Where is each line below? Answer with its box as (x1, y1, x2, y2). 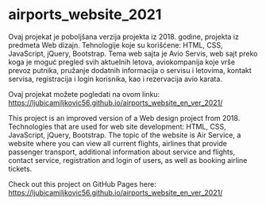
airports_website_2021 (8, 6, 162, 24)
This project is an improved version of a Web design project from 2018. (8, 113, 241, 122)
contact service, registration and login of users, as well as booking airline (8, 155, 248, 164)
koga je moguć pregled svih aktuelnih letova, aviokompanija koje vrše (8, 57, 236, 67)
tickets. (8, 164, 33, 173)
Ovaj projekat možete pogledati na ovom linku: (8, 89, 160, 99)
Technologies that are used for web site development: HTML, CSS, (8, 122, 226, 131)
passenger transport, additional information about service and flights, (8, 147, 236, 157)
